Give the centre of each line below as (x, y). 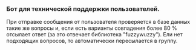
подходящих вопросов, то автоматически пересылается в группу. (92, 41)
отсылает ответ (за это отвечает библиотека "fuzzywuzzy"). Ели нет (95, 35)
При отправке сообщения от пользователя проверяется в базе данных (98, 22)
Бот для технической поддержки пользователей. (83, 9)
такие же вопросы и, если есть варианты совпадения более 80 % (92, 28)
